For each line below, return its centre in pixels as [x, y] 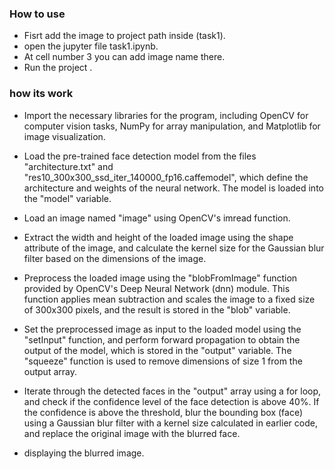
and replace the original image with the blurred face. [132, 433]
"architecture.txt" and [68, 166]
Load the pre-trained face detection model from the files [140, 156]
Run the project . [58, 68]
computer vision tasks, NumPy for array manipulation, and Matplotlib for [172, 126]
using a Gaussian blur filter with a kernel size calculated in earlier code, [170, 423]
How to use [37, 14]
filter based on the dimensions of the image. [115, 258]
